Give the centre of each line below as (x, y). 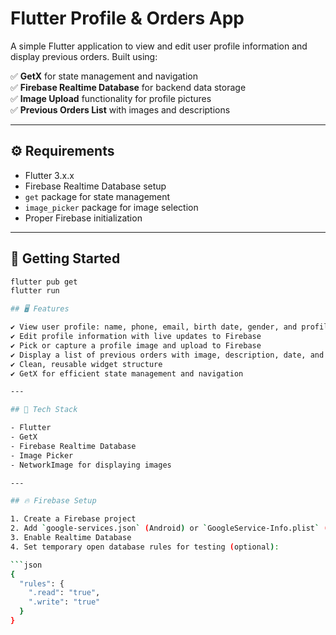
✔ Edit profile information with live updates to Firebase (136, 337)
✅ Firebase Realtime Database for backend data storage (128, 87)
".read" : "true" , (64, 593)
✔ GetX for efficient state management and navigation (127, 373)
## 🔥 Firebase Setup (53, 501)
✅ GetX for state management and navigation (104, 76)
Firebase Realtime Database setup (95, 186)
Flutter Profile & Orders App (127, 18)
